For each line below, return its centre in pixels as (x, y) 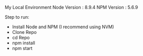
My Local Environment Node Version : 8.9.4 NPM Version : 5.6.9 (71, 7)
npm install (24, 43)
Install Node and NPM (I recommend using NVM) (63, 27)
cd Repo (21, 38)
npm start (22, 48)
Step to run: (17, 17)
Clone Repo (24, 32)
